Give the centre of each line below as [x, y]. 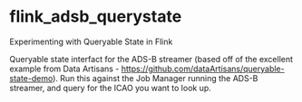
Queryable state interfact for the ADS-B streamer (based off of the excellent [151, 59]
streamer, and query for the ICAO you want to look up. [110, 88]
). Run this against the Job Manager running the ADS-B [156, 78]
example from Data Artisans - [64, 69]
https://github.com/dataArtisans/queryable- [203, 69]
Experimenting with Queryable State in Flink [91, 42]
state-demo [31, 78]
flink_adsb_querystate [96, 17]
